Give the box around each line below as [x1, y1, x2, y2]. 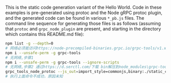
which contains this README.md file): [5, 31, 84, 37]
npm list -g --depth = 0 [5, 41, 53, 46]
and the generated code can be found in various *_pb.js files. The [5, 15, 145, 21]
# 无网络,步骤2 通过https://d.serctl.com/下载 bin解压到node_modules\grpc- [5, 64, 160, 70]
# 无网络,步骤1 [5, 55, 34, 60]
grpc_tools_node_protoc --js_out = [5, 69, 79, 74]
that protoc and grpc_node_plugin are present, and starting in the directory [5, 26, 161, 32]
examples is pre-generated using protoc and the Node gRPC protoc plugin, [5, 10, 163, 16]
